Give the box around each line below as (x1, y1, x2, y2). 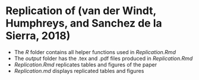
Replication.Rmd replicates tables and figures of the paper (14, 61, 157, 68)
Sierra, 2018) (5, 29, 71, 42)
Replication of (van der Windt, (5, 4, 157, 18)
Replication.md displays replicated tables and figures (14, 67, 144, 74)
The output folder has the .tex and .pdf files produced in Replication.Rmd (14, 55, 193, 62)
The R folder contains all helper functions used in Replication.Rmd (14, 48, 176, 55)
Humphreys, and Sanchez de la (5, 16, 163, 30)
